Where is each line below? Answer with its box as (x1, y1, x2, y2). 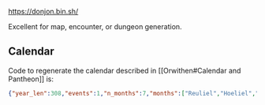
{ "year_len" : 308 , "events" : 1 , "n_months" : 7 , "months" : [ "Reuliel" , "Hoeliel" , (8, 89, 256, 97)
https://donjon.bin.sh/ (8, 7, 79, 16)
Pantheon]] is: (8, 74, 54, 84)
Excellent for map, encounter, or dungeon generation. (8, 22, 183, 31)
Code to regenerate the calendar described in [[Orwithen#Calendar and (8, 66, 241, 75)
